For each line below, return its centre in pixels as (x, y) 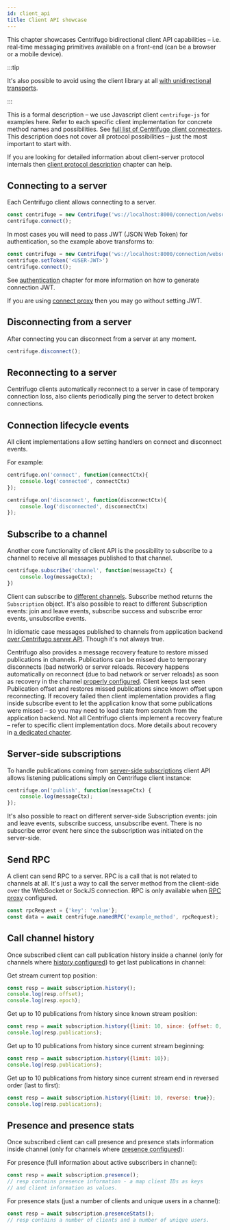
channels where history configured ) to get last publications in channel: (106, 962)
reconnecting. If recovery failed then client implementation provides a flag (112, 696)
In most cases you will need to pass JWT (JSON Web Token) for (98, 235)
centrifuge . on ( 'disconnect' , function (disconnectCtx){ (87, 500)
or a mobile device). (35, 54)
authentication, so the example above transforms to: (81, 241)
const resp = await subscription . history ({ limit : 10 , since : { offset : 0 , (115, 1026)
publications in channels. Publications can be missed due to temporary (107, 659)
